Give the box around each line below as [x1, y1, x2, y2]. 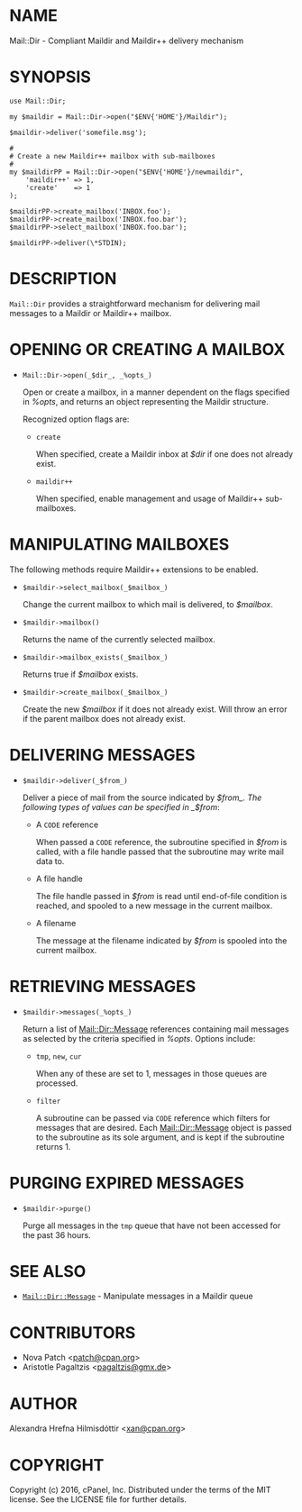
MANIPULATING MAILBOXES [9, 533, 230, 554]
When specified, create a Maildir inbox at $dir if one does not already [35, 448, 294, 460]
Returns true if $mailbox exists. [22, 669, 139, 679]
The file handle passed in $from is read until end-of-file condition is [35, 890, 288, 901]
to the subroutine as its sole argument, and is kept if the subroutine [35, 1132, 286, 1143]
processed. [35, 1078, 78, 1088]
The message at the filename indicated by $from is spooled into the [35, 934, 288, 946]
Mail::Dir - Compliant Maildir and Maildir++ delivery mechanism [9, 35, 244, 46]
